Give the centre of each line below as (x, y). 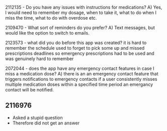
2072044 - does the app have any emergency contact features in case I (80, 68)
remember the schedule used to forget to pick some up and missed (75, 48)
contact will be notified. (29, 90)
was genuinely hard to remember (39, 59)
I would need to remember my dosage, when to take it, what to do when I (81, 13)
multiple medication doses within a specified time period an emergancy (79, 84)
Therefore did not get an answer (46, 123)
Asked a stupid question (37, 117)
